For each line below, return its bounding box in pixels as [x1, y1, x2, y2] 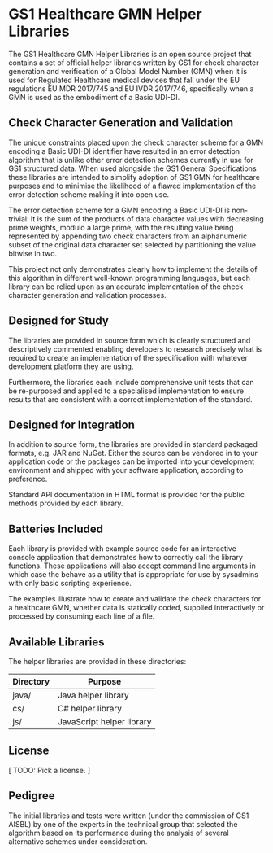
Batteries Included [8, 522, 104, 536]
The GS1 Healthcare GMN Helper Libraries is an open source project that [8, 49, 252, 59]
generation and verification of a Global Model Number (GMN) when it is [8, 66, 248, 76]
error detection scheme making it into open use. [8, 189, 169, 199]
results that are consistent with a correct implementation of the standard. [8, 394, 253, 404]
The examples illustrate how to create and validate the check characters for [8, 594, 262, 604]
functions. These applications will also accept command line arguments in [8, 561, 256, 571]
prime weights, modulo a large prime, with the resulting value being [8, 222, 234, 232]
